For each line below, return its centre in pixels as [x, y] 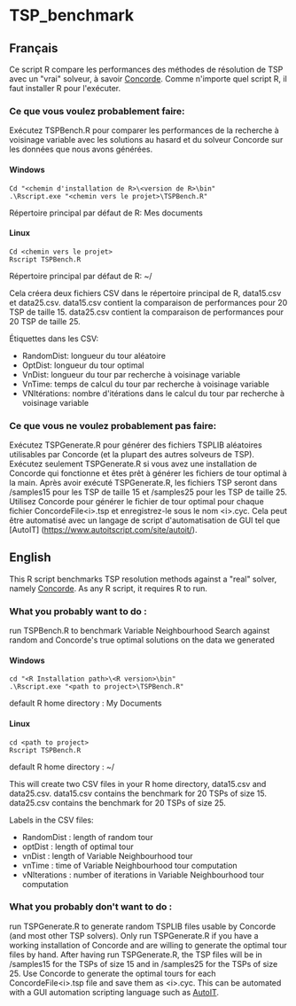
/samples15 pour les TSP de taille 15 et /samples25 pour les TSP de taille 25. [148, 492]
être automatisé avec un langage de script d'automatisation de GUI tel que [145, 520]
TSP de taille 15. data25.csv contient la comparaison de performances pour [147, 312]
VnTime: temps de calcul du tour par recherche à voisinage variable [146, 384]
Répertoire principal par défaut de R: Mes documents [106, 213]
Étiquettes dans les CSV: [54, 339]
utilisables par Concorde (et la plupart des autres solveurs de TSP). [132, 454]
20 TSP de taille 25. [45, 321]
